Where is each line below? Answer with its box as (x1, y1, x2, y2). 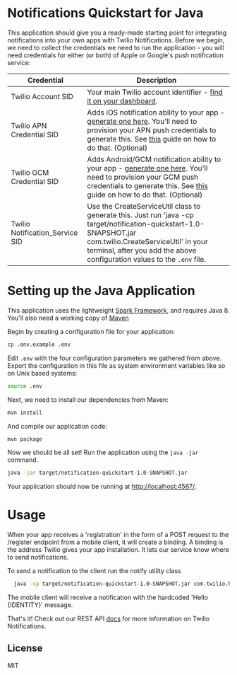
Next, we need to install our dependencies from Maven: (7, 395, 169, 404)
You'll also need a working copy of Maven (7, 313, 129, 322)
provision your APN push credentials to (87, 125, 217, 135)
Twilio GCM (11, 168, 49, 178)
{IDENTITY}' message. (7, 601, 73, 609)
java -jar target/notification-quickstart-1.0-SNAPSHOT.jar (7, 469, 188, 477)
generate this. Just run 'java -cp (87, 210, 194, 220)
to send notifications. (7, 553, 69, 562)
